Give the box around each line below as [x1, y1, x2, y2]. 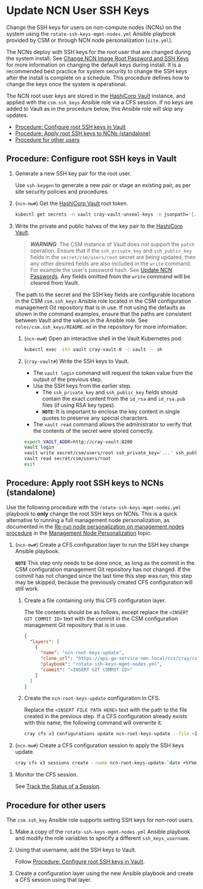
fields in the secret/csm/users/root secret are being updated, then [30, 253, 196, 260]
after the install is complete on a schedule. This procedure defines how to [6, 74, 190, 81]
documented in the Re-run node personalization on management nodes [6, 523, 184, 530]
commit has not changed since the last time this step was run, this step [14, 572, 192, 579]
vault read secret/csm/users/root [24, 455, 111, 462]
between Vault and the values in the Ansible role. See [14, 316, 148, 324]
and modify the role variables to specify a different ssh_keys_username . [14, 834, 190, 842]
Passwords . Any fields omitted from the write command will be [30, 273, 191, 280]
